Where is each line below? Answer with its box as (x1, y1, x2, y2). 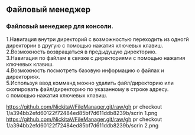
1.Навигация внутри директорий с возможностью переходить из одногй (6, 35, 189, 43)
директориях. (6, 73, 41, 80)
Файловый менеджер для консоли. (6, 22, 114, 31)
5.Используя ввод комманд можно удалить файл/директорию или (6, 79, 174, 86)
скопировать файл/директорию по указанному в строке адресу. (6, 85, 169, 93)
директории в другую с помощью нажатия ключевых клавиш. (6, 42, 164, 49)
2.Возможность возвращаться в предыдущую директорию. (6, 48, 157, 55)
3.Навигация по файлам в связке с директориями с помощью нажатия (6, 54, 186, 61)
